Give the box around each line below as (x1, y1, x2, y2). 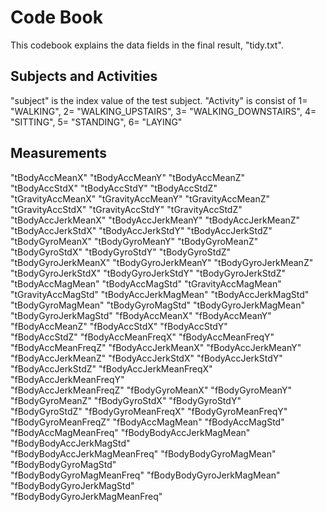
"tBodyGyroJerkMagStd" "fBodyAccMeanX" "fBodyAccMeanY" (10, 309, 272, 321)
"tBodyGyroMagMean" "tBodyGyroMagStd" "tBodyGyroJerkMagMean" (10, 299, 305, 311)
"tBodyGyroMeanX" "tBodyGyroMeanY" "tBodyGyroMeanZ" (10, 235, 259, 247)
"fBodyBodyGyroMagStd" (10, 458, 117, 470)
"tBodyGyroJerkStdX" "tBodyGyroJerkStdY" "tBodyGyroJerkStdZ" (10, 267, 287, 279)
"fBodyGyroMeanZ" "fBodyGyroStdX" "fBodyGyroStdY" (10, 394, 242, 406)
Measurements (10, 145, 107, 162)
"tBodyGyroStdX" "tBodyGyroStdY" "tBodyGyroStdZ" (10, 246, 232, 258)
